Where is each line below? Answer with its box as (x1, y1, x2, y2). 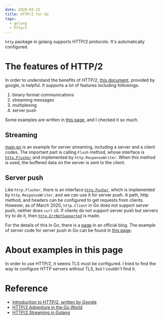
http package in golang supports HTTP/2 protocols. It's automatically (5, 39, 145, 44)
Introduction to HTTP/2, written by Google (12, 299, 97, 305)
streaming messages (12, 97, 55, 103)
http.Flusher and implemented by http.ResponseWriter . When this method (5, 154, 156, 160)
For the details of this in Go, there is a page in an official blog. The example (5, 222, 156, 228)
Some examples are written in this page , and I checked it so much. (5, 117, 139, 123)
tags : (5, 16, 16, 21)
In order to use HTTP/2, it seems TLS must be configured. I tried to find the (5, 260, 156, 266)
